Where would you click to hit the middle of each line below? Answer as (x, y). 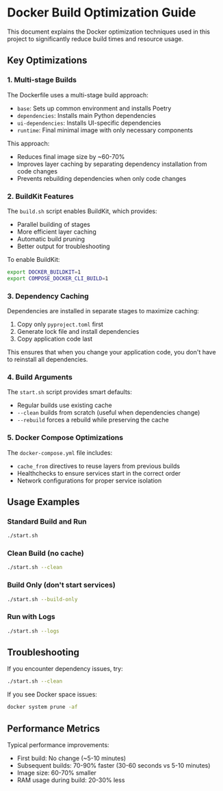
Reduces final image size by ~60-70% (71, 156)
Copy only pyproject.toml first (60, 324)
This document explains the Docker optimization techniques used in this (109, 32)
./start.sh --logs (33, 631)
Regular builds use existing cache (64, 405)
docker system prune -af (42, 707)
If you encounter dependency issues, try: (65, 669)
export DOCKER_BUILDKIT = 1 (44, 272)
